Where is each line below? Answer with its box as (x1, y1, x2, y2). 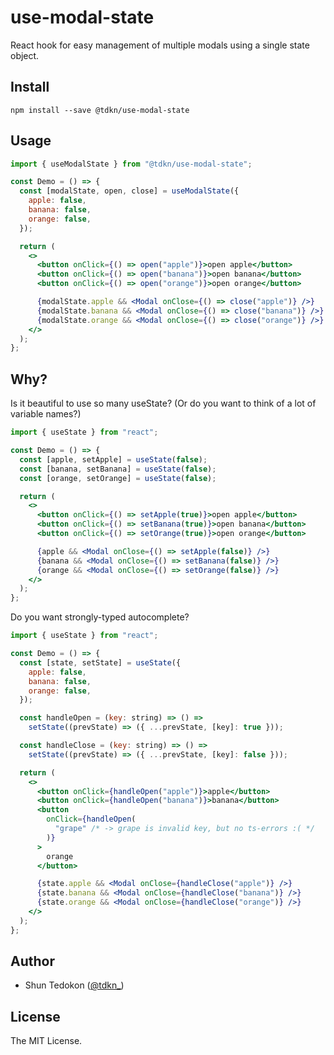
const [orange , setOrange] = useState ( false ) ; (19, 473, 217, 483)
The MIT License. (10, 1035, 83, 1047)
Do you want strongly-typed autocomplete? (10, 611, 190, 623)
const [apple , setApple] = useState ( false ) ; (19, 454, 208, 465)
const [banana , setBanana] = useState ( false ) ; (19, 464, 217, 474)
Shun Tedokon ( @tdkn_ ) (24, 979, 125, 991)
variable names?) (10, 408, 82, 420)
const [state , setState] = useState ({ (19, 657, 182, 668)
